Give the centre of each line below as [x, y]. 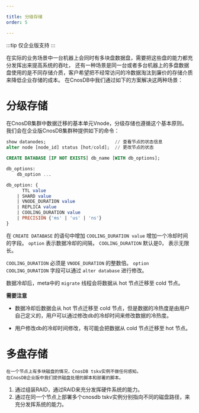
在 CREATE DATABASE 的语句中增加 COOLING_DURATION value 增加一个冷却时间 [97, 235]
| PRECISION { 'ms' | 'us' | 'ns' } [59, 218]
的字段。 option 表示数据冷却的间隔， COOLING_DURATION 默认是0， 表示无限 [98, 243]
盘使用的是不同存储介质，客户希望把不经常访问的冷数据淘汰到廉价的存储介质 [99, 72]
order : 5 [17, 22]
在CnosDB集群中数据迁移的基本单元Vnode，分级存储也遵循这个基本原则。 [97, 123]
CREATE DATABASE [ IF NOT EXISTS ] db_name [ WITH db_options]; [83, 158]
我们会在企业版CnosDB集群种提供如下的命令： [63, 131]
